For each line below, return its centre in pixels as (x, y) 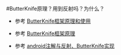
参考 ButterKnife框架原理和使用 (52, 21)
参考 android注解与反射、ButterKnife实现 (64, 46)
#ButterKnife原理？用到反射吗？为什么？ (55, 8)
